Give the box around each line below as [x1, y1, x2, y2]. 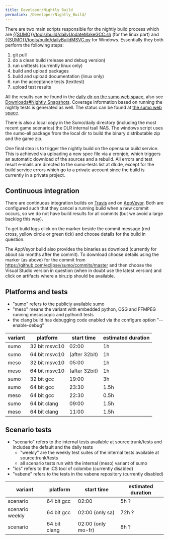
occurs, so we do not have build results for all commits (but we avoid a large [5, 211, 163, 217]
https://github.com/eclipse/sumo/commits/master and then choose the [5, 262, 152, 268]
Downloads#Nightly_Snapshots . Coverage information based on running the [5, 99, 162, 105]
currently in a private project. [5, 172, 65, 178]
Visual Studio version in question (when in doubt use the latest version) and [5, 267, 162, 274]
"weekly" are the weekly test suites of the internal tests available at [20, 449, 159, 455]
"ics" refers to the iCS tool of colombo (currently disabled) [12, 465, 134, 471]
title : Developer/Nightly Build [5, 7, 73, 13]
